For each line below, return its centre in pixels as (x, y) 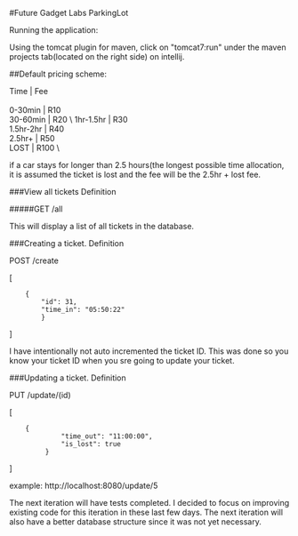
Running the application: (54, 30)
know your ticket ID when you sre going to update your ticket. (122, 360)
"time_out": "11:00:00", (107, 436)
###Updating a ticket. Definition (68, 378)
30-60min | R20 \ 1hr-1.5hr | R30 (68, 120)
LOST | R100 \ (35, 148)
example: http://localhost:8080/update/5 (84, 485)
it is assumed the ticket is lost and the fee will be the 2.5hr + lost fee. (135, 174)
